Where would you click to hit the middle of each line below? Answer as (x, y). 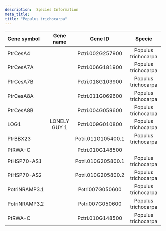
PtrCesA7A (21, 67)
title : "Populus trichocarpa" (36, 19)
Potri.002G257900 (100, 54)
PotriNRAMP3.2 (26, 204)
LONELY (60, 121)
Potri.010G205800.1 (100, 161)
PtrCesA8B (21, 111)
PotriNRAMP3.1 (26, 190)
